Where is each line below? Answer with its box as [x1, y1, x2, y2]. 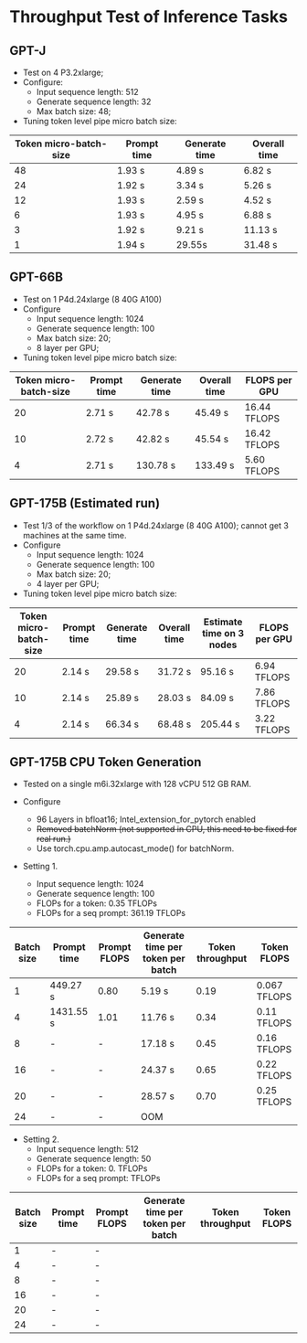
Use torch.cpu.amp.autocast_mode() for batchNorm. [36, 843, 235, 854]
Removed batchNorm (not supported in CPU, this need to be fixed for [36, 824, 298, 835]
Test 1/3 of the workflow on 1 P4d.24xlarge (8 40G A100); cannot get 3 [22, 519, 290, 531]
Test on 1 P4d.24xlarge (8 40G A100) [22, 293, 163, 304]
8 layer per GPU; [36, 342, 100, 353]
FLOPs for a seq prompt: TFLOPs [36, 1173, 161, 1184]
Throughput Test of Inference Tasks [9, 6, 288, 27]
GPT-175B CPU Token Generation [9, 754, 202, 770]
